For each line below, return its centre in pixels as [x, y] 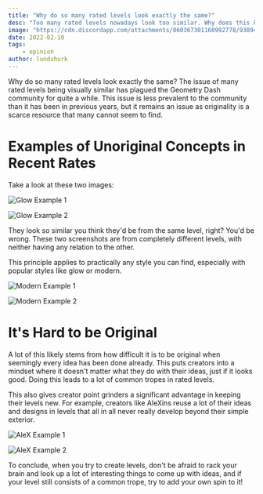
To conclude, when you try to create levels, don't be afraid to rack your [122, 465]
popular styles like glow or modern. [65, 271]
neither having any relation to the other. [72, 247]
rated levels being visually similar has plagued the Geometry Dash [114, 89]
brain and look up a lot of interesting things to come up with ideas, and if [125, 473]
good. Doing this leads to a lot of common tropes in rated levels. [112, 379]
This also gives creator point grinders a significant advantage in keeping [124, 394]
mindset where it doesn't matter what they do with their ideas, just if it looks [130, 371]
